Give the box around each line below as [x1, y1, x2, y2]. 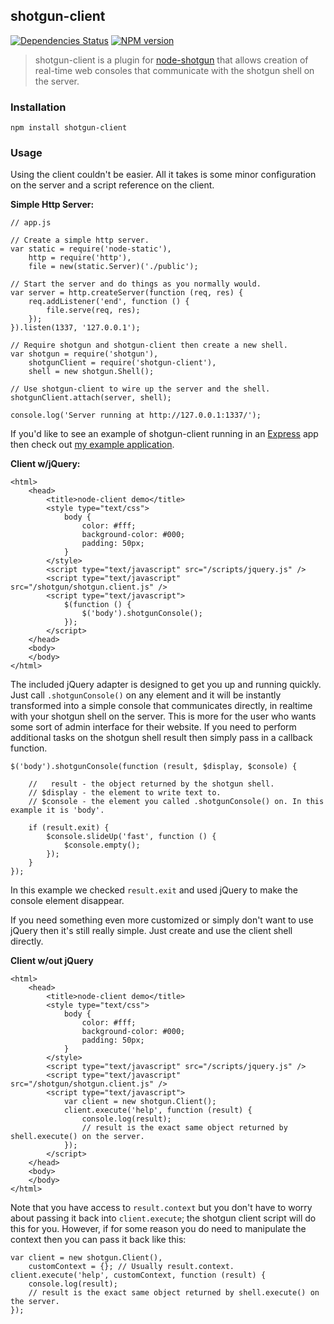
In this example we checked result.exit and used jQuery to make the [10, 884, 298, 896]
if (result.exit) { [28, 823, 110, 833]
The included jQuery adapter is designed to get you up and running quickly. [10, 679, 322, 691]
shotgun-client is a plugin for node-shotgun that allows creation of [34, 54, 309, 66]
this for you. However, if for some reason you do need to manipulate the [10, 1223, 307, 1235]
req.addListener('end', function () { [28, 297, 190, 307]
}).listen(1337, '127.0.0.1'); [10, 323, 141, 333]
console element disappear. [10, 895, 125, 907]
